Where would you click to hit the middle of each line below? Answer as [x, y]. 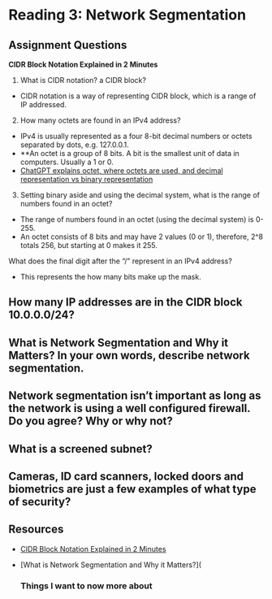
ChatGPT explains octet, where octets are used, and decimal [121, 171]
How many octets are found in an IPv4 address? [100, 120]
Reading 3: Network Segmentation [127, 15]
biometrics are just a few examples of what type [132, 489]
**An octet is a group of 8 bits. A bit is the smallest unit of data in [130, 153]
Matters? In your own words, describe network [129, 355]
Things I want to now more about [86, 585]
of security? [40, 501]
